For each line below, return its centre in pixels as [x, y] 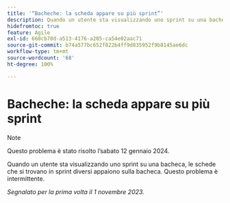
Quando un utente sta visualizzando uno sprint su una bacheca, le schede [112, 164]
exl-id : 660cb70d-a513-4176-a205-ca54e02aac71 [75, 39]
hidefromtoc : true [33, 26]
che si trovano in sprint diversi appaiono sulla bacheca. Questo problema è [113, 171]
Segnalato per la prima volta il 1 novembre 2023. [76, 191]
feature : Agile [29, 32]
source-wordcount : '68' [41, 58]
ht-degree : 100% [30, 64]
